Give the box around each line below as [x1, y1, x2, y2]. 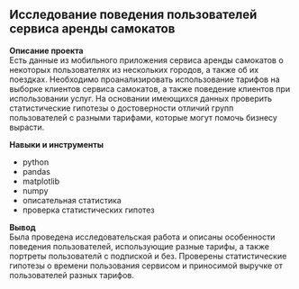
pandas [22, 166, 51, 176]
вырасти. [9, 122, 45, 132]
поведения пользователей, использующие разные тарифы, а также [9, 240, 270, 251]
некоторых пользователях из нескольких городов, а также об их [9, 64, 259, 75]
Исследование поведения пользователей [9, 7, 258, 23]
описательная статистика [22, 194, 122, 205]
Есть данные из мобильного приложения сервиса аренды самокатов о [9, 54, 284, 66]
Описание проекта [9, 45, 84, 56]
